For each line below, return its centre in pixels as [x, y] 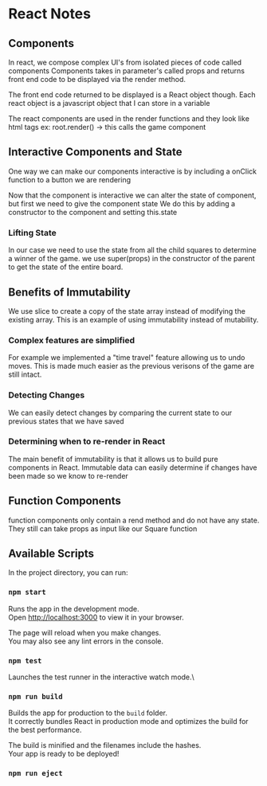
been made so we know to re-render [69, 475]
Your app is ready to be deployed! [64, 754]
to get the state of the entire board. [66, 267]
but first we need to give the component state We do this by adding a [122, 203]
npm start [27, 592]
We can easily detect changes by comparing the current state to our [120, 413]
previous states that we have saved [67, 421]
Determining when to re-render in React [87, 441]
